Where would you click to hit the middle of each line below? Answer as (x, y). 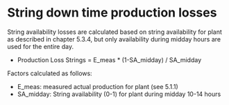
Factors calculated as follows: (50, 73)
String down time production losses (112, 13)
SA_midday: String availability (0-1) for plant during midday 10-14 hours (119, 94)
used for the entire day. (41, 46)
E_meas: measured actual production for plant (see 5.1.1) (97, 86)
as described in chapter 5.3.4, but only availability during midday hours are (114, 39)
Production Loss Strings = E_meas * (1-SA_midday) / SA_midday (109, 59)
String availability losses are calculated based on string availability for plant (114, 32)
